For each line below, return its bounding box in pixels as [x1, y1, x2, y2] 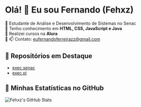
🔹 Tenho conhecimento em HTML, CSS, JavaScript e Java [5, 25, 122, 31]
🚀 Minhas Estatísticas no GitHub [5, 84, 104, 92]
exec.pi [12, 70, 27, 76]
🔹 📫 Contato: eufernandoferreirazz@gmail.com [5, 36, 100, 42]
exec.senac [12, 65, 35, 71]
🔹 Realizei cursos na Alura [5, 31, 58, 36]
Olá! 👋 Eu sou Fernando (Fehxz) [5, 4, 134, 15]
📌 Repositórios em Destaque [5, 52, 93, 60]
